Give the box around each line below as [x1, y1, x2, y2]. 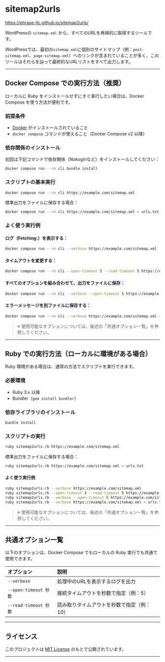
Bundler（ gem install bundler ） [12, 395, 79, 401]
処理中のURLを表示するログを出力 [57, 578, 136, 585]
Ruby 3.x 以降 [12, 389, 40, 395]
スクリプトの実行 [5, 433, 46, 440]
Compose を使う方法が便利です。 [5, 99, 73, 105]
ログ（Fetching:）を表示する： [5, 235, 68, 241]
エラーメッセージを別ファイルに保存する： [5, 303, 91, 308]
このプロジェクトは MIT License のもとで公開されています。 [5, 646, 127, 652]
